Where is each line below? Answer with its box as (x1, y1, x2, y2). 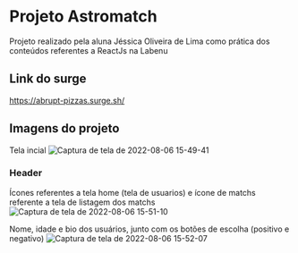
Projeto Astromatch (9, 6, 158, 27)
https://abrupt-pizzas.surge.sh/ (9, 95, 125, 105)
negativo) (9, 232, 45, 243)
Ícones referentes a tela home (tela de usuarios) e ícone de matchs (9, 187, 257, 198)
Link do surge (9, 72, 87, 87)
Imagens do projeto (9, 121, 120, 136)
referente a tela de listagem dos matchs (9, 197, 156, 207)
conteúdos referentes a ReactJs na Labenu (9, 45, 168, 55)
